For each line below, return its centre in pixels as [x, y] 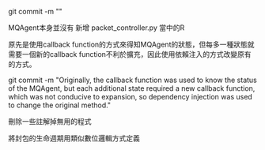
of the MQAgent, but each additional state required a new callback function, [132, 88]
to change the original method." [60, 105]
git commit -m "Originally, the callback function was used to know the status [132, 80]
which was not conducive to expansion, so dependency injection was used [131, 97]
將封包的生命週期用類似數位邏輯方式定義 [74, 138]
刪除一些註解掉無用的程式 [50, 121]
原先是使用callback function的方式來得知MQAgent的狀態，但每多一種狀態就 [131, 44]
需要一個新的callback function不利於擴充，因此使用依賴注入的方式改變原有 [130, 54]
